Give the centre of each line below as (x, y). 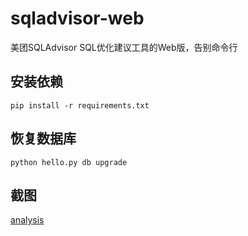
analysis (27, 220)
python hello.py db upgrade (69, 162)
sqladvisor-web (77, 18)
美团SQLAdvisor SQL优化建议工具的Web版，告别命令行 (124, 47)
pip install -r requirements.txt (80, 105)
